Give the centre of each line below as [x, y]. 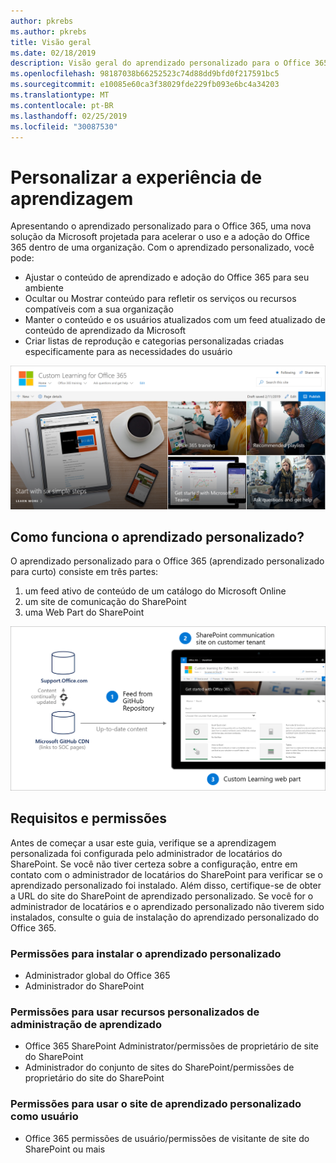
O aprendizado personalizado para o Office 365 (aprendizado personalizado [167, 561]
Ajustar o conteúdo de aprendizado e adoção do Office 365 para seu [167, 277]
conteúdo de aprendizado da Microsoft [105, 331]
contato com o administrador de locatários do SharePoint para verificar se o [166, 874]
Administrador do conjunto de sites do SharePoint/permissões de [159, 1067]
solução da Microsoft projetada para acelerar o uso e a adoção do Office [160, 237]
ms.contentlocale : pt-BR [62, 105]
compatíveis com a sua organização [99, 309]
